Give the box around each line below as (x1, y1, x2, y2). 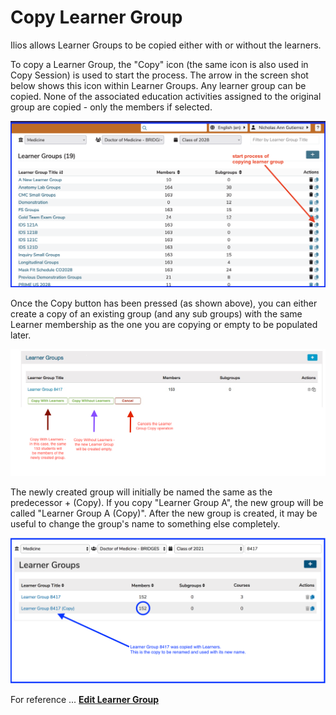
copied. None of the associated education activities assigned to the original (10, 90, 322, 102)
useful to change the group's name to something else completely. (10, 518, 281, 530)
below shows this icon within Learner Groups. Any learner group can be (10, 79, 307, 91)
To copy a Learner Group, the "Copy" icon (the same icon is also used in (10, 58, 309, 70)
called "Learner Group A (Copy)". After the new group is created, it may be (10, 507, 318, 520)
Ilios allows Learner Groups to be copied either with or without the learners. (10, 39, 322, 51)
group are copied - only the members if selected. (10, 101, 213, 113)
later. (10, 329, 32, 341)
